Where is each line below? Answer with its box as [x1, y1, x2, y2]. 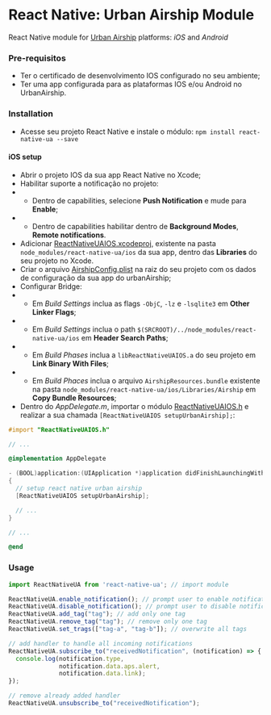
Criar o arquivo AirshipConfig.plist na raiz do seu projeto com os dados [19, 264, 256, 274]
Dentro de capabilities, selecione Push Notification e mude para [31, 195, 247, 205]
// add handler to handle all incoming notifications [8, 639, 194, 647]
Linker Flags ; [31, 307, 77, 316]
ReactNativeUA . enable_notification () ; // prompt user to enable [8, 595, 229, 603]
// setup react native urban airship [15, 484, 143, 493]
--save [56, 135, 79, 143]
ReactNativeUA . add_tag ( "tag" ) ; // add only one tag [8, 610, 186, 618]
